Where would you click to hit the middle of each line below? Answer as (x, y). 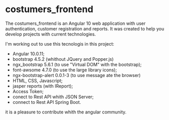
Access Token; (28, 91)
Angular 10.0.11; (28, 54)
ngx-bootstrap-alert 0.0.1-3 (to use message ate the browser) (76, 75)
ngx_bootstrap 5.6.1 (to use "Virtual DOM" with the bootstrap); (77, 64)
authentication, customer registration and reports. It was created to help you (85, 28)
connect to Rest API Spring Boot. (47, 102)
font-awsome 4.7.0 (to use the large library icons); (65, 70)
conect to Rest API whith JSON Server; (53, 97)
